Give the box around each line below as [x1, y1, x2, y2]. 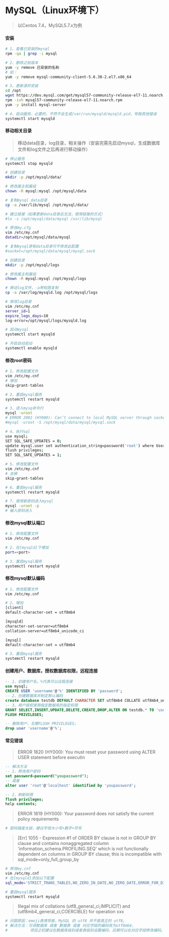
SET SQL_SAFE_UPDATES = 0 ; [5, 438, 62, 443]
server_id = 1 [5, 308, 30, 314]
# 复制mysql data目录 [5, 198, 48, 203]
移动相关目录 [5, 127, 32, 134]
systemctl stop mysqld [5, 161, 53, 166]
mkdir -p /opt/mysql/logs [5, 262, 59, 267]
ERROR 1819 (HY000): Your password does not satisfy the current [17, 811, 154, 817]
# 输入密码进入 [5, 508, 33, 513]
